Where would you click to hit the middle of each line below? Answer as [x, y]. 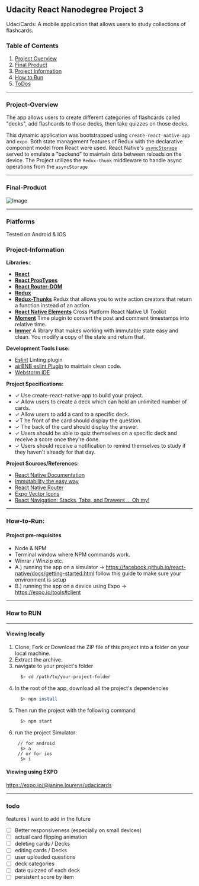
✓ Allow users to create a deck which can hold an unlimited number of [101, 402]
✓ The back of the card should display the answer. [77, 427]
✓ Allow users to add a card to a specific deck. [72, 415]
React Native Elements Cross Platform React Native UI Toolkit [91, 312]
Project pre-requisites [34, 535]
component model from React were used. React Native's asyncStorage [92, 148]
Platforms [21, 221]
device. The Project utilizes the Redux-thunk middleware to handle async [94, 160]
